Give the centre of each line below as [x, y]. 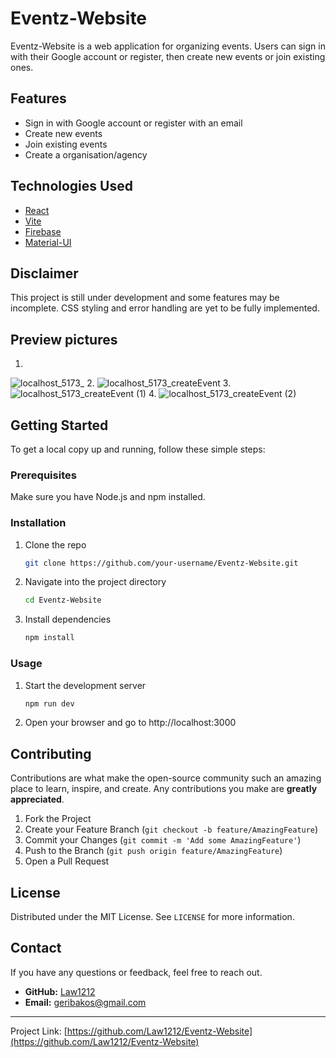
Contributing [51, 753]
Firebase [43, 231]
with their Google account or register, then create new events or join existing [168, 56]
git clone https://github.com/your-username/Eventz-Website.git [161, 563]
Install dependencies [68, 619]
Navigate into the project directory [95, 582]
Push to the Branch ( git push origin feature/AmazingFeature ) [153, 851]
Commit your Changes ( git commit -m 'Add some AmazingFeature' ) [163, 840]
